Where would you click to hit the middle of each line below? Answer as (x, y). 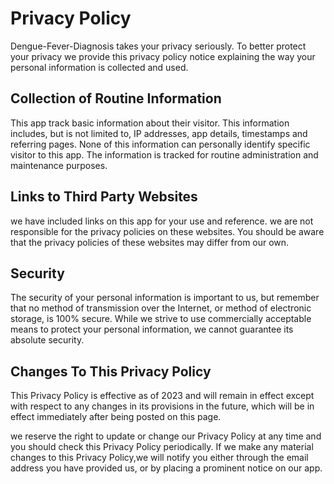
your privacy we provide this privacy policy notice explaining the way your (163, 56)
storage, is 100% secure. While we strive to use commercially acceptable (161, 319)
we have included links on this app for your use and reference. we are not (162, 221)
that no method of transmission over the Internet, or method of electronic (161, 308)
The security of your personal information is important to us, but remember (165, 298)
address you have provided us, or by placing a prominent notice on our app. (166, 468)
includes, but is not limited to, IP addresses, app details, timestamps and (159, 133)
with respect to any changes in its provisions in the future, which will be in (162, 406)
